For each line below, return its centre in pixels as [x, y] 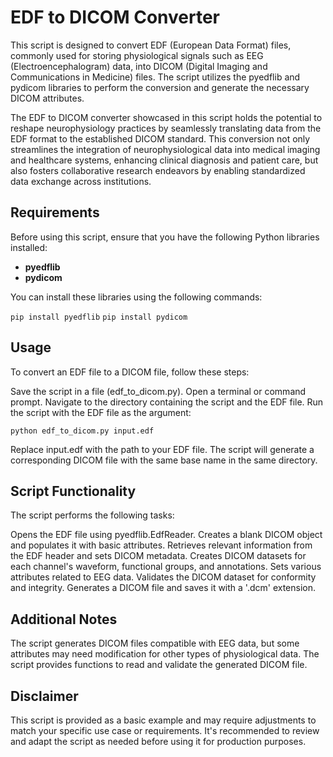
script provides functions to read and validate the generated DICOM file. [159, 665]
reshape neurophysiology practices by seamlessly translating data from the [166, 128]
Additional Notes [64, 619]
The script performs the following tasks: [92, 515]
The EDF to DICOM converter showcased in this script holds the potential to [166, 117]
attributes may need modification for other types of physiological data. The [165, 654]
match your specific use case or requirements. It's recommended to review [165, 730]
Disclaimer [44, 696]
